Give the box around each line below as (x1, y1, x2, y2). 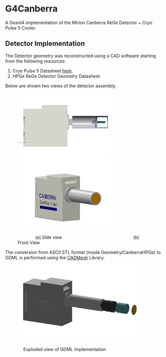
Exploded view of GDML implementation (23, 346, 106, 352)
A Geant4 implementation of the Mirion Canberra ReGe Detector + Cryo (5, 20, 152, 26)
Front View (17, 240, 40, 246)
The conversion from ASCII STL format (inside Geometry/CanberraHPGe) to (5, 249, 161, 255)
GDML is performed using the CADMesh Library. (5, 255, 105, 261)
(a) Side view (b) (35, 234, 139, 240)
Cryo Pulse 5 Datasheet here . (12, 68, 73, 74)
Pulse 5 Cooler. (5, 25, 36, 31)
